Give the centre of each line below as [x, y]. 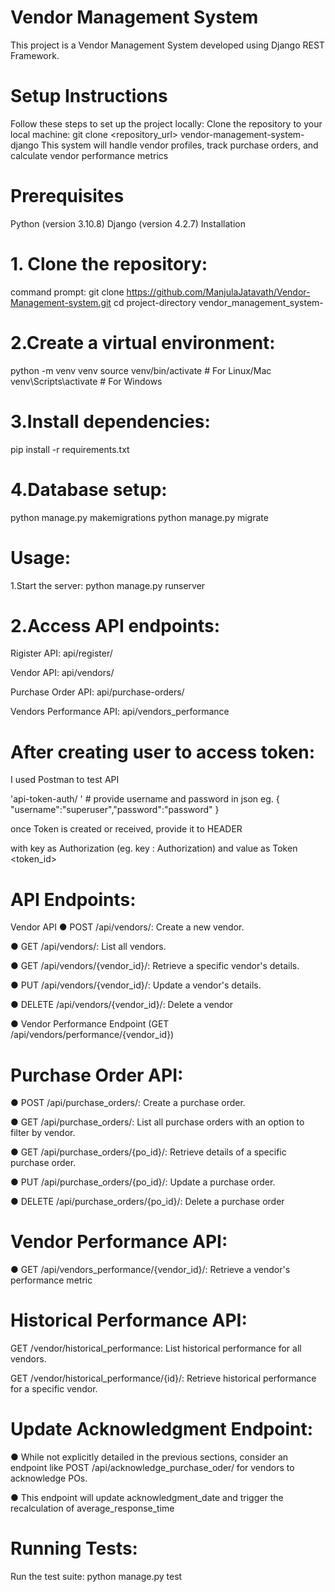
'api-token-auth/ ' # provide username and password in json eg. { [145, 799]
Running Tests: [74, 1548]
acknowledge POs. [49, 1478]
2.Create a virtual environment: [143, 342]
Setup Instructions [89, 96]
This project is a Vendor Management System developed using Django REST [167, 45]
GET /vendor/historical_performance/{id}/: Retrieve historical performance [163, 1378]
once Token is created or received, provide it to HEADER [126, 829]
